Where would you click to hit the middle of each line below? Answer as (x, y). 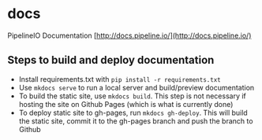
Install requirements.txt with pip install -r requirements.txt (120, 79)
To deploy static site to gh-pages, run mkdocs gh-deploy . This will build (133, 112)
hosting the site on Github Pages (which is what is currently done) (126, 104)
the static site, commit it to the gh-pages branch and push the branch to (136, 121)
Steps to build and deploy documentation (111, 60)
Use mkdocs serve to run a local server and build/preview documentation (137, 87)
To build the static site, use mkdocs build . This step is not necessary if (132, 96)
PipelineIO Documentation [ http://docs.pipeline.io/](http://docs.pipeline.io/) (129, 35)
